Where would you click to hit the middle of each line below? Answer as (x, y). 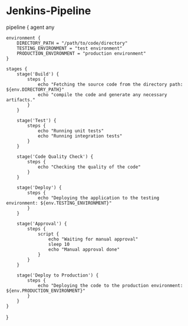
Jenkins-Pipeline (49, 11)
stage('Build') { (38, 74)
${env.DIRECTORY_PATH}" (35, 90)
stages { (17, 69)
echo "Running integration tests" (80, 136)
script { (48, 234)
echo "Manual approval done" (84, 249)
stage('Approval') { (42, 223)
